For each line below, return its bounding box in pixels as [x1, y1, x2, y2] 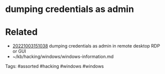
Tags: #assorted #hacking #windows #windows [5, 63, 104, 69]
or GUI [12, 48, 27, 54]
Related [5, 26, 38, 38]
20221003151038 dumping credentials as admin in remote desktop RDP [12, 43, 160, 49]
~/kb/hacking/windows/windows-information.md [12, 53, 114, 59]
